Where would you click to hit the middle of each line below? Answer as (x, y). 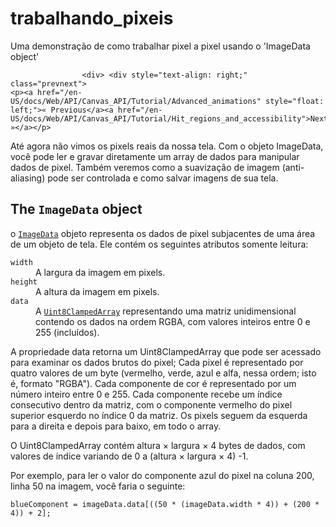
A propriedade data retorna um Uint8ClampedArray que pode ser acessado (166, 351)
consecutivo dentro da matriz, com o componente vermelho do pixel (151, 404)
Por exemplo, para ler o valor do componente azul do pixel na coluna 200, (162, 475)
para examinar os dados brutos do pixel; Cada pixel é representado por (157, 362)
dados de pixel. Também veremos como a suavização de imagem (145, 167)
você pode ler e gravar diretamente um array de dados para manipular (155, 156)
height (24, 282)
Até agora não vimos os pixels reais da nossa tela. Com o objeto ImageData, (167, 146)
